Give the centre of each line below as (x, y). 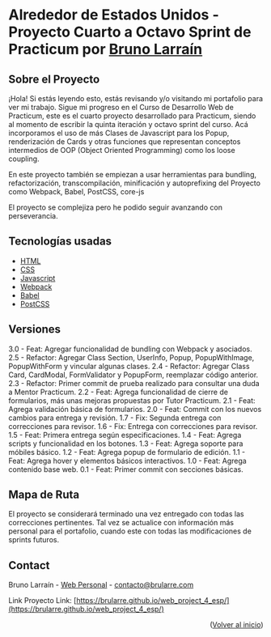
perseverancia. (33, 216)
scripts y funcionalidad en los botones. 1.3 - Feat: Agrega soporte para (126, 444)
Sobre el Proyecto (54, 79)
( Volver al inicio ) (237, 625)
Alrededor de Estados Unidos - (114, 15)
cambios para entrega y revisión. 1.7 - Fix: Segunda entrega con (115, 418)
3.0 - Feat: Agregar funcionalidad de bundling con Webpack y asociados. (130, 349)
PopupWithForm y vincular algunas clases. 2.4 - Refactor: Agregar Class (129, 366)
